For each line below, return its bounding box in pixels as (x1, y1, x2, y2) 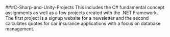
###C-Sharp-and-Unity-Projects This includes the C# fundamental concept (5, 5, 165, 10)
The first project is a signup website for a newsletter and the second (5, 15, 149, 21)
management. (5, 26, 35, 32)
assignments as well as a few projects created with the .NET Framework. (5, 10, 158, 16)
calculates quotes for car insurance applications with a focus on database (5, 20, 161, 26)
